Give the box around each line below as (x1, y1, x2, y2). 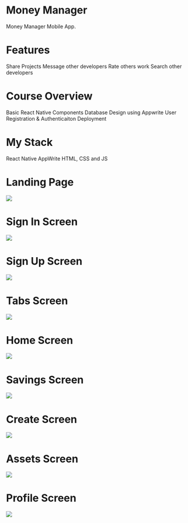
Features (6, 43, 50, 57)
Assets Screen (6, 452, 79, 466)
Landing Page (6, 175, 74, 189)
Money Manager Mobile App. (6, 23, 76, 30)
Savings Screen (6, 373, 84, 387)
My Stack (6, 136, 53, 149)
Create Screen (6, 412, 78, 426)
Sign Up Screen (6, 254, 83, 268)
